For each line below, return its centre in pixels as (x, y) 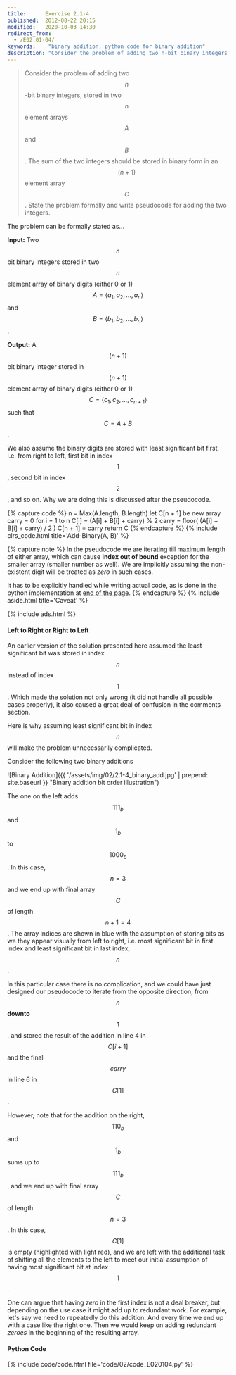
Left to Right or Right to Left (48, 630)
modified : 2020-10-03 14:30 (52, 27)
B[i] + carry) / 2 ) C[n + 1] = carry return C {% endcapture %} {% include (112, 528)
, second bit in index (37, 478)
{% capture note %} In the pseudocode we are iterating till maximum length (117, 549)
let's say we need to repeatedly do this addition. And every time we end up (116, 1318)
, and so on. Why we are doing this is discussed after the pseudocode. (109, 500)
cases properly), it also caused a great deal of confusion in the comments (114, 705)
